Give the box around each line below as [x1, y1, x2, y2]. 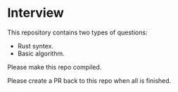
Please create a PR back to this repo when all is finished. [7, 76, 172, 85]
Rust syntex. [17, 41, 54, 50]
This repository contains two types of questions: [7, 28, 148, 37]
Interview [7, 5, 65, 21]
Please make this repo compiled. [7, 63, 102, 71]
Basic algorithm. [17, 49, 65, 58]
